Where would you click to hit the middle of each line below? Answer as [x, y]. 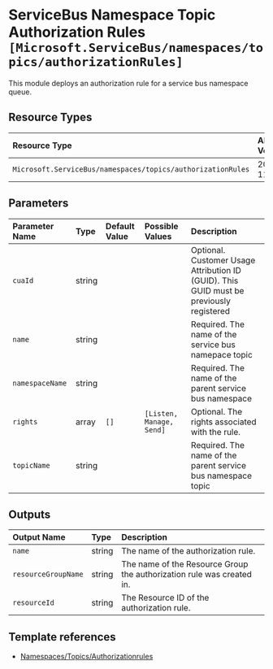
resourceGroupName [48, 574]
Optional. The [217, 411]
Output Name [39, 537]
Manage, [160, 421]
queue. [20, 92]
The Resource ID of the [165, 597]
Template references [62, 637]
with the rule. [216, 432]
